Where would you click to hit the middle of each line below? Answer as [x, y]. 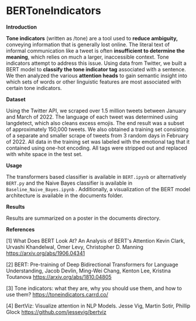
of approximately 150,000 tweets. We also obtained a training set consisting [97, 129]
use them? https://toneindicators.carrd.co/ [57, 294]
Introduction [21, 27]
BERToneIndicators [54, 11]
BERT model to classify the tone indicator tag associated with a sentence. [96, 69]
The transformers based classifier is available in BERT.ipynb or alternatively [96, 177]
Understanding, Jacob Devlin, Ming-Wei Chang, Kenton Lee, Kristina [88, 271]
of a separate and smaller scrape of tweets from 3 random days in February [97, 135]
